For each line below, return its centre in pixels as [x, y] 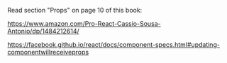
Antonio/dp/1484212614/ [43, 31]
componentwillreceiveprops [48, 52]
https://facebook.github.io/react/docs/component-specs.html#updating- [113, 44]
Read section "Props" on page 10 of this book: [75, 10]
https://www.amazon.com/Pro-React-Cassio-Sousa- [84, 23]
